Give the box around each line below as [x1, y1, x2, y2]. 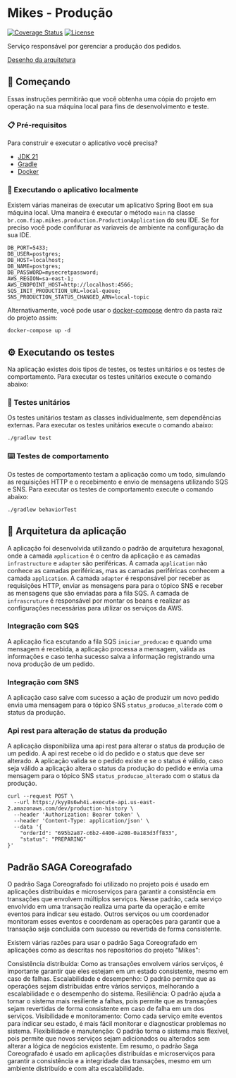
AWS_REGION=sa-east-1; [7, 275, 74, 282]
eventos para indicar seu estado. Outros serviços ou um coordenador [7, 910, 209, 918]
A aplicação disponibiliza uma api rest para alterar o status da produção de [7, 741, 225, 751]
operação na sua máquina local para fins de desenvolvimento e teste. [7, 102, 209, 111]
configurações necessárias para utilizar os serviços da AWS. [7, 603, 184, 612]
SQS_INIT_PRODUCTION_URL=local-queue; [7, 287, 121, 295]
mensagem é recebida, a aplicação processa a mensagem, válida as [7, 644, 206, 653]
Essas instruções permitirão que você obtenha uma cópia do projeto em [7, 94, 216, 103]
